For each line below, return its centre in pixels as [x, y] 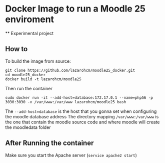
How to [16, 49]
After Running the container [49, 143]
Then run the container [29, 88]
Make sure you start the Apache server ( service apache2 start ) [71, 155]
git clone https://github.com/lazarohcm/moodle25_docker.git [70, 70]
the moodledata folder [28, 127]
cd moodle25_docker [25, 75]
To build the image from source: [38, 61]
